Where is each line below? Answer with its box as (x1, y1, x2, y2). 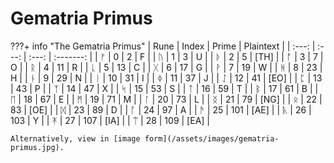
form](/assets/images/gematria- (144, 133, 280, 144)
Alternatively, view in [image (10, 133, 141, 144)
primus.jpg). (10, 142, 65, 152)
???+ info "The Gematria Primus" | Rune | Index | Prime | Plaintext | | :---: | (10, 40, 316, 52)
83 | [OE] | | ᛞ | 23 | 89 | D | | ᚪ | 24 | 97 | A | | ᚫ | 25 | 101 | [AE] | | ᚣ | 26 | (10, 103, 312, 116)
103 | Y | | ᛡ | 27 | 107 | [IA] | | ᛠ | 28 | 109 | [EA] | (10, 114, 210, 126)
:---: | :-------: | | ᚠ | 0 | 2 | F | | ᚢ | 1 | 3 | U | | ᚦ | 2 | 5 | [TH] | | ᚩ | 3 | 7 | (28, 50, 324, 62)
